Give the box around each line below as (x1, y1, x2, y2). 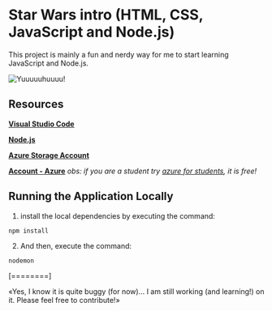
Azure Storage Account (8, 150, 89, 160)
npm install (8, 227, 49, 235)
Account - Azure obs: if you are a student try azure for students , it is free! (8, 166, 257, 176)
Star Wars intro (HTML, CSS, (8, 6, 204, 24)
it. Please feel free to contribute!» (8, 295, 120, 305)
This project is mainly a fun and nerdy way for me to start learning (8, 49, 229, 59)
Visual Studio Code (8, 119, 75, 129)
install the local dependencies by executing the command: (19, 211, 215, 220)
